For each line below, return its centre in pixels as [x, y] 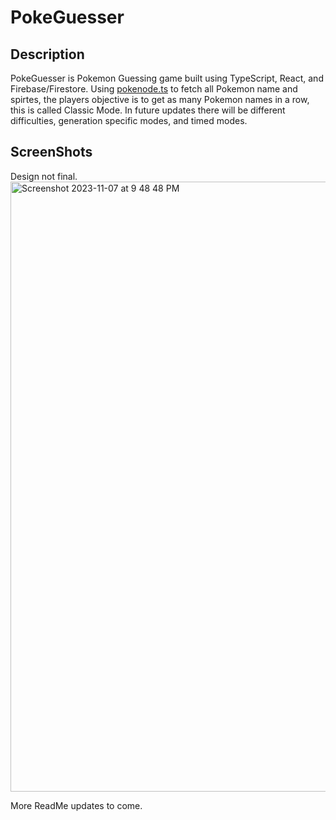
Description [47, 54]
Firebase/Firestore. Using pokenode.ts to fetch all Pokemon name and [154, 89]
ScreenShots [51, 152]
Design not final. [44, 176]
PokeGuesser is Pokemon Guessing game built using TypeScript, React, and [167, 78]
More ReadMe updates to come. [76, 805]
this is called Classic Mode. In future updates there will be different [148, 110]
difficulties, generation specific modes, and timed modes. [129, 120]
